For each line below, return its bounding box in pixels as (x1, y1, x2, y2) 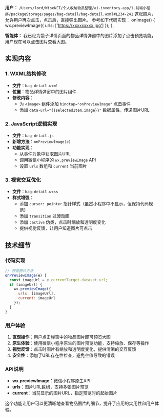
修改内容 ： (12, 95, 34, 100)
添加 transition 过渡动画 (19, 213, 70, 219)
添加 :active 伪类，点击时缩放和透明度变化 (19, 219, 106, 225)
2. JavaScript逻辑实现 (5, 120, 58, 127)
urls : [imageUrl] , (18, 291, 56, 296)
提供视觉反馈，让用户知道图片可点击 (19, 225, 93, 231)
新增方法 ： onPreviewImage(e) (12, 138, 71, 144)
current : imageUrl (18, 296, 56, 301)
